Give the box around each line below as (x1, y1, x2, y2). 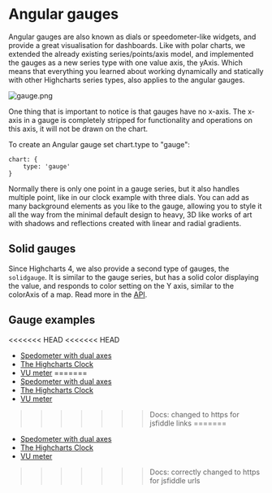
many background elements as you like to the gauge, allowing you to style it (8, 201, 262, 211)
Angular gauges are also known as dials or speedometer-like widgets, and (8, 32, 257, 41)
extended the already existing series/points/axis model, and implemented (8, 49, 254, 59)
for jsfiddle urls (149, 475, 201, 485)
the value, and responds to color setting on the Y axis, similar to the (8, 281, 234, 290)
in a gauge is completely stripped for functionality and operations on (24, 115, 253, 124)
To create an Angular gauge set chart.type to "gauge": (8, 139, 191, 149)
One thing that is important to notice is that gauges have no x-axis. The (8, 107, 246, 116)
